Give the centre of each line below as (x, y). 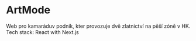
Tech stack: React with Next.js (42, 32)
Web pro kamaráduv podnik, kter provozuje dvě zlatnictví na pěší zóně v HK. (98, 26)
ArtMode (28, 10)
